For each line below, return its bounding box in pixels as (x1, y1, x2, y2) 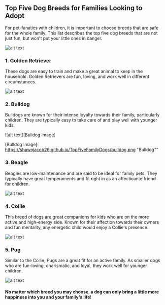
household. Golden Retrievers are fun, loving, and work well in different (5, 74, 149, 79)
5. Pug (5, 246, 21, 253)
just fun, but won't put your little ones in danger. (5, 35, 102, 41)
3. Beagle (5, 159, 28, 166)
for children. (5, 181, 30, 187)
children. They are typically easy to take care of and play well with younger (5, 117, 158, 123)
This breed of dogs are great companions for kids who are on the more (5, 214, 149, 220)
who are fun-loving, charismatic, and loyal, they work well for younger (5, 263, 147, 268)
